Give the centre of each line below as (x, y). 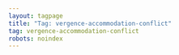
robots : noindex (36, 38)
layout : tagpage (36, 16)
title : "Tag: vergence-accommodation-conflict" (90, 23)
